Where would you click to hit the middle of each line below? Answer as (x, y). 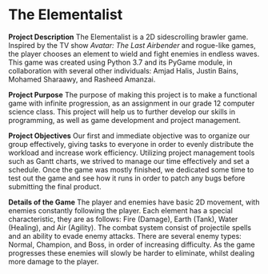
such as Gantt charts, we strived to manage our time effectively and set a (129, 161)
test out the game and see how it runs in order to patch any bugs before (127, 178)
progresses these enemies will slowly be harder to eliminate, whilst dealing (132, 252)
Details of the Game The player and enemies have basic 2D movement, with (134, 202)
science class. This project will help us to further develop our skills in (122, 111)
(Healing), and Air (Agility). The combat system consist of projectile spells (130, 227)
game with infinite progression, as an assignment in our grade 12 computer (132, 103)
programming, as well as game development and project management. (125, 120)
